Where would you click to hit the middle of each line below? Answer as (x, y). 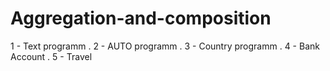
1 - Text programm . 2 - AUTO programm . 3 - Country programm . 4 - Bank (165, 46)
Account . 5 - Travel (51, 56)
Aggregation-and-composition (141, 18)
